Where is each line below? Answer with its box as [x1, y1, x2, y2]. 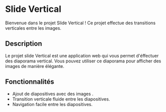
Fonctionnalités [5, 78, 55, 86]
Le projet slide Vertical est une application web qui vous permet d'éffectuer [5, 53, 159, 58]
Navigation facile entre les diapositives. [12, 101, 93, 107]
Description [5, 40, 42, 48]
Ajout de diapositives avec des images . [12, 91, 94, 97]
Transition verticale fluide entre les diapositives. [12, 96, 111, 102]
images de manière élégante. [5, 63, 64, 69]
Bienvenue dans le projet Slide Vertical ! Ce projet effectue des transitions [5, 20, 156, 26]
